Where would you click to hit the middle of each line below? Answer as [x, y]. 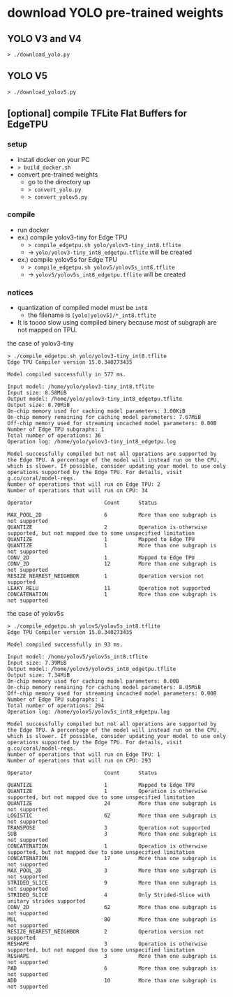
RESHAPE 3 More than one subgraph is [112, 957]
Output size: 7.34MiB [39, 675]
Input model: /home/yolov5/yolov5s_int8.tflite [78, 657]
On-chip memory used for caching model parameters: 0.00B [93, 681]
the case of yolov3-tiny [41, 344]
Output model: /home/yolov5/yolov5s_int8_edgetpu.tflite [92, 669]
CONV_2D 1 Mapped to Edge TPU [101, 558]
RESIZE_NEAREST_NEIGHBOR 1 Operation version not [106, 576]
